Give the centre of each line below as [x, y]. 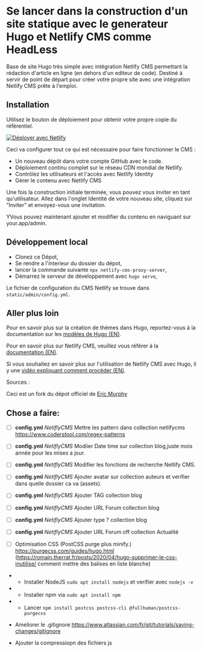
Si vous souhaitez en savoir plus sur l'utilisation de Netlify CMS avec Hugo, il [101, 364]
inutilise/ [26, 564]
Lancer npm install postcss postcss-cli [75, 607]
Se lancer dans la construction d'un [97, 11]
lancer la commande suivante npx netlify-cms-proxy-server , [91, 269]
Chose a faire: [33, 413]
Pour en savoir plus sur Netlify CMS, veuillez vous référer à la [82, 346]
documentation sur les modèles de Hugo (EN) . [64, 334]
